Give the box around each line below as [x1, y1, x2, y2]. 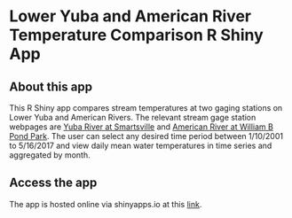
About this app [9, 79, 93, 94]
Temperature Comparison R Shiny [9, 25, 264, 45]
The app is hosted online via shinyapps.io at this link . [9, 199, 202, 209]
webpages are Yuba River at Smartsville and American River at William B [9, 121, 273, 132]
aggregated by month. [9, 150, 91, 160]
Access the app [9, 175, 98, 191]
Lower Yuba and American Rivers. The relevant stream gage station [9, 113, 256, 122]
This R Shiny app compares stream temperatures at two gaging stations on [9, 103, 283, 113]
